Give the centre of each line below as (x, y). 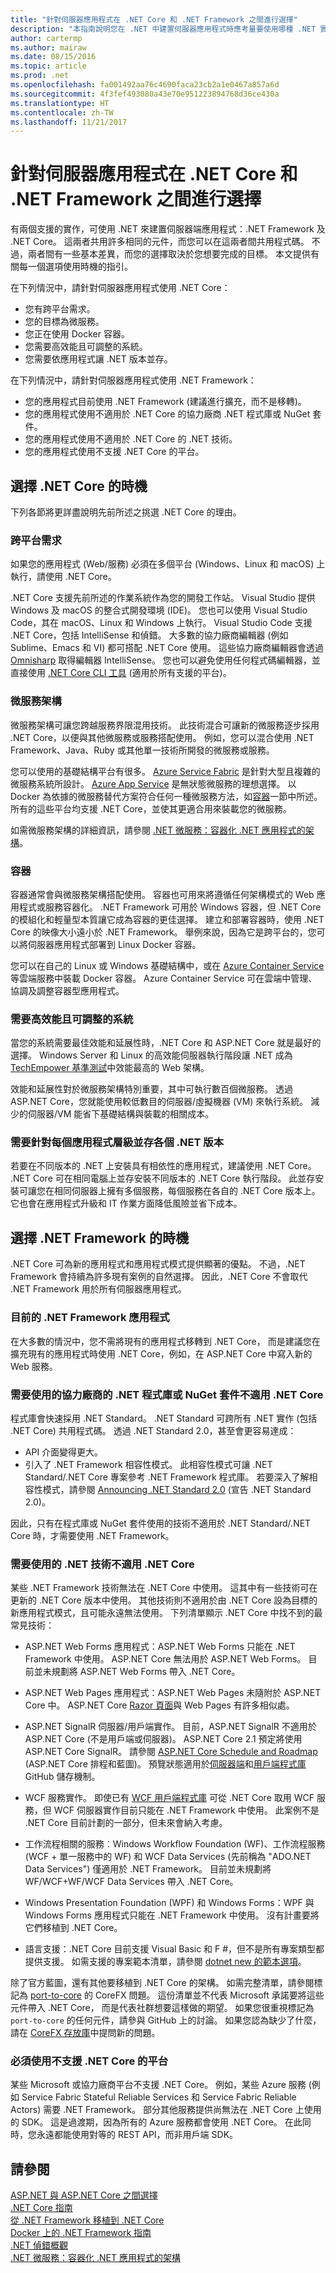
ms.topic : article (48, 66)
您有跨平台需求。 (60, 309)
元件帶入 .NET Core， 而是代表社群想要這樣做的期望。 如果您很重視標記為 (162, 2008)
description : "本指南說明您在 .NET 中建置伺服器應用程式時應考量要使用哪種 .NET (163, 29)
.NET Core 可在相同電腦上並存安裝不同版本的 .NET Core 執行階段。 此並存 (163, 1178)
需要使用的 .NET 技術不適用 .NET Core (102, 1564)
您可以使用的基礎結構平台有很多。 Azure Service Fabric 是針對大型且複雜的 (165, 771)
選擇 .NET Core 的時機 (79, 486)
